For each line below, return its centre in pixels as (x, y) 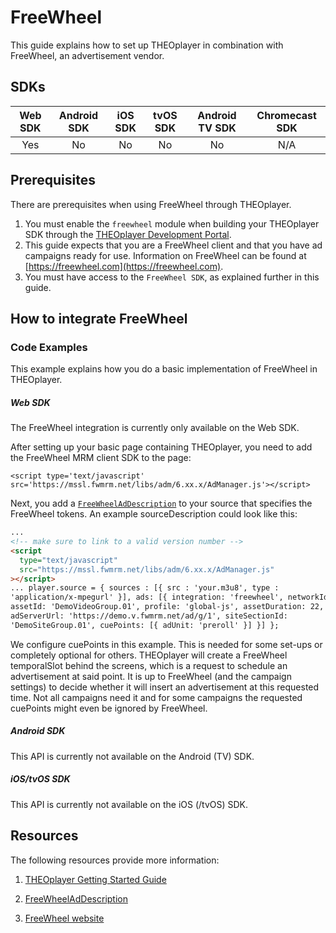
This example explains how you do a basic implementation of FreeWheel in (164, 369)
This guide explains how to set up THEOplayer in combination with (147, 45)
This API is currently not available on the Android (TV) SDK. (132, 756)
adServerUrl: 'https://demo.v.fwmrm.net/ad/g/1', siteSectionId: (149, 616)
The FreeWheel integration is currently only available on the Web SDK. (155, 428)
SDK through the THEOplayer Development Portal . (128, 234)
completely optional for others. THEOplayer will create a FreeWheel (149, 655)
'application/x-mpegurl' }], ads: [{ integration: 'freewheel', (147, 597)
